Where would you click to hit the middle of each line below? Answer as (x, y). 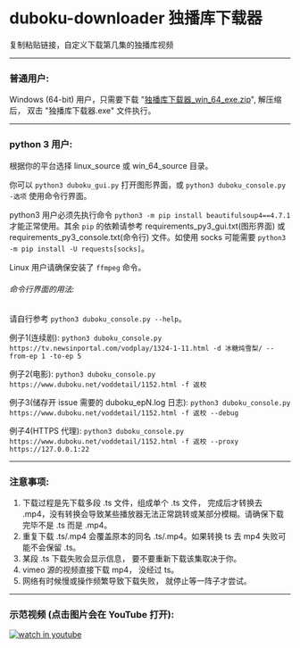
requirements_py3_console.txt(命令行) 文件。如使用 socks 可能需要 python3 (148, 237)
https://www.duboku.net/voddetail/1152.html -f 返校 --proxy (124, 441)
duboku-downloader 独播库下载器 (136, 18)
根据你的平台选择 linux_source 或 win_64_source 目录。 (111, 165)
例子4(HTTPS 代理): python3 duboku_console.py (97, 430)
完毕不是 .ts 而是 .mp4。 (67, 525)
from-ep (24, 356)
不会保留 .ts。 (55, 548)
